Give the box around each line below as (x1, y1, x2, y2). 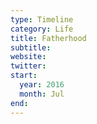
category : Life (10, 24, 74, 34)
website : (10, 52, 47, 62)
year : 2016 (19, 80, 65, 90)
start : (10, 71, 38, 81)
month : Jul (19, 89, 65, 99)
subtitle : (10, 42, 52, 53)
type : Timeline (10, 14, 74, 25)
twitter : (10, 61, 47, 71)
